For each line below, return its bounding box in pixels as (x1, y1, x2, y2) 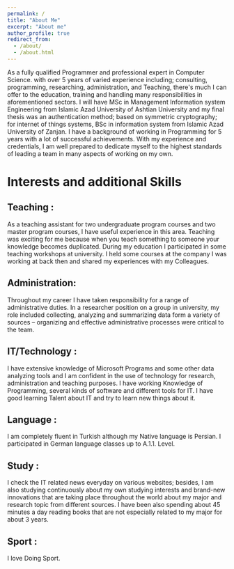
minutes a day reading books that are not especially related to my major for (7, 508, 223, 516)
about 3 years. (7, 515, 49, 524)
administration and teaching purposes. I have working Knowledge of (7, 379, 203, 387)
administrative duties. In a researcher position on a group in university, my (7, 303, 219, 311)
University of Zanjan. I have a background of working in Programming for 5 (7, 127, 222, 136)
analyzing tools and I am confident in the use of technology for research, (7, 371, 216, 380)
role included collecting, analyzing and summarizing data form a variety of (7, 311, 221, 319)
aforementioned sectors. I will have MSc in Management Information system (7, 98, 226, 106)
